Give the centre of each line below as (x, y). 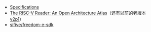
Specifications (24, 7)
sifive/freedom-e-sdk (32, 25)
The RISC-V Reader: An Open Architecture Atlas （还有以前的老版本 (78, 13)
